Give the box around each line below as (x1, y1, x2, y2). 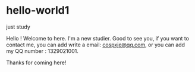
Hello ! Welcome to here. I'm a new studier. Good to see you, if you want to (6, 35, 189, 42)
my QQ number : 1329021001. (6, 47, 78, 54)
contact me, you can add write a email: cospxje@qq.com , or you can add (6, 41, 185, 48)
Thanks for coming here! (6, 59, 67, 66)
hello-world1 (6, 4, 70, 17)
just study (6, 23, 31, 30)
